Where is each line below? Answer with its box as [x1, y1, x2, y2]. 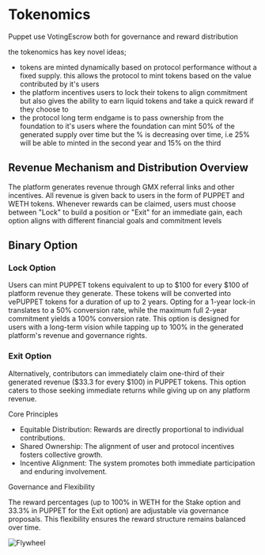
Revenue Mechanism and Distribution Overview [8, 161, 249, 175]
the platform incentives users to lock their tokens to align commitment [19, 87, 248, 97]
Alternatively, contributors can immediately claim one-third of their [8, 368, 225, 378]
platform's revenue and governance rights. [8, 331, 148, 340]
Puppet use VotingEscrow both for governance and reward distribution [8, 32, 239, 41]
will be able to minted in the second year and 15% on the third [19, 138, 221, 147]
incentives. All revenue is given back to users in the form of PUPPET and [8, 190, 245, 200]
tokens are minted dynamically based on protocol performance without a [19, 62, 257, 72]
